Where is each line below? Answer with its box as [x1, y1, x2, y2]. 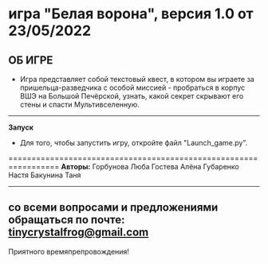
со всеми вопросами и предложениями [8, 200, 219, 215]
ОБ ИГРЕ [8, 53, 53, 67]
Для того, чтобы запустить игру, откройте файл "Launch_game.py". [19, 138, 248, 147]
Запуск [8, 122, 34, 132]
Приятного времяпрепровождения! [8, 247, 130, 256]
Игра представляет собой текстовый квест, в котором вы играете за [19, 75, 255, 83]
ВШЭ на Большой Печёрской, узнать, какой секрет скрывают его [19, 91, 244, 100]
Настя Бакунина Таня [8, 170, 81, 180]
